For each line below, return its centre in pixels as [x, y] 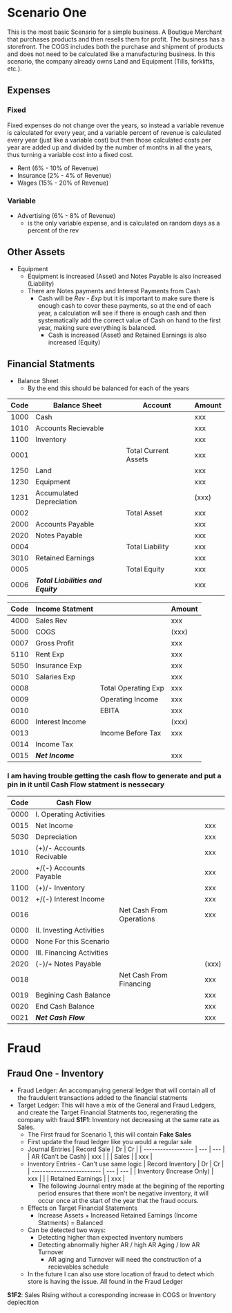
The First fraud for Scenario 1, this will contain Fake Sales [109, 1134]
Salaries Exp [56, 677]
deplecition [23, 1302]
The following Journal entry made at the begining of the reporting [131, 1186]
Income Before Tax [130, 733]
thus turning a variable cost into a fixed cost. [70, 154]
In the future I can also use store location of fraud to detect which [120, 1274]
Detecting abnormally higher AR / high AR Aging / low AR [119, 1245]
